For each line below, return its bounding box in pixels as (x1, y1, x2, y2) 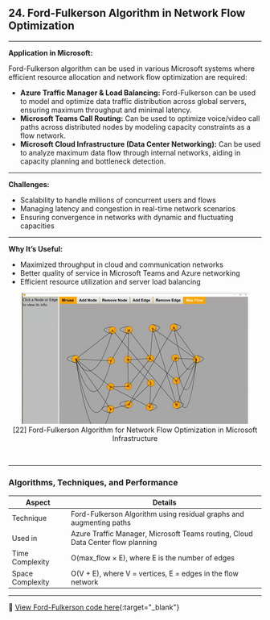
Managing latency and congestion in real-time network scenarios (19, 203, 236, 213)
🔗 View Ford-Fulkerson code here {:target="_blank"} (8, 602, 180, 612)
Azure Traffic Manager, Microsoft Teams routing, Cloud (71, 529, 253, 539)
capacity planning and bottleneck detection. (19, 156, 166, 166)
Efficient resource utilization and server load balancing (19, 277, 201, 286)
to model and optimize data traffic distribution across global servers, (19, 96, 247, 106)
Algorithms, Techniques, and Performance (8, 476, 178, 488)
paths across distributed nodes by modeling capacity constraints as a (19, 122, 251, 131)
